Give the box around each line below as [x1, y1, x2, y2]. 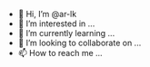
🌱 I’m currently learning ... [17, 28, 115, 38]
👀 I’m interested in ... [17, 18, 95, 29]
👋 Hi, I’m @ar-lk [17, 9, 77, 19]
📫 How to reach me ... [17, 48, 103, 58]
